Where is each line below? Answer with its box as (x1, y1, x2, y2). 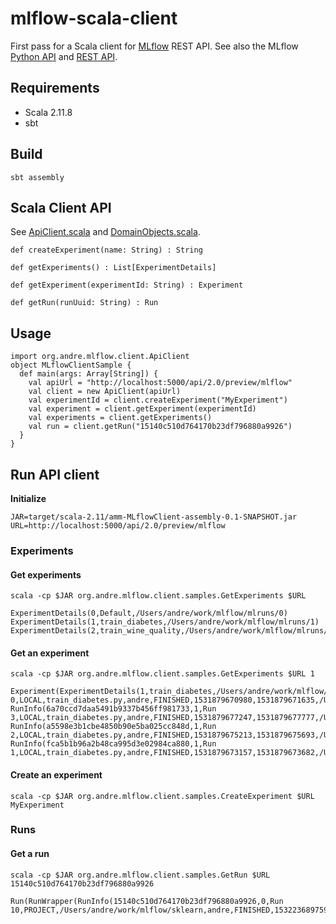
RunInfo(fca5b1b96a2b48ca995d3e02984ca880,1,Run (10, 739, 217, 749)
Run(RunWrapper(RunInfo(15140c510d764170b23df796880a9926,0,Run (10, 896, 284, 906)
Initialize (10, 493, 47, 504)
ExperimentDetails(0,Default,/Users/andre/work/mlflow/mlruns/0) (10, 608, 288, 619)
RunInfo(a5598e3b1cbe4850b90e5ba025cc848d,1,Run (10, 722, 217, 732)
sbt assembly (10, 172, 65, 182)
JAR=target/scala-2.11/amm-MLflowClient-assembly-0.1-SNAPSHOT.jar (10, 512, 298, 522)
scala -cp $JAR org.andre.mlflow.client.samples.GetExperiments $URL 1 (10, 669, 315, 679)
